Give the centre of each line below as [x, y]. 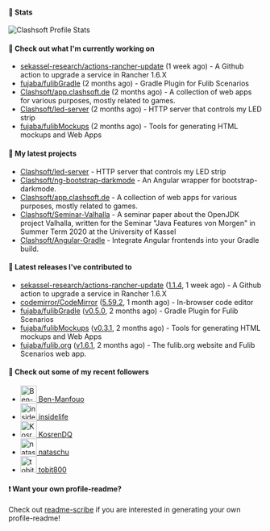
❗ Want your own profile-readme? [65, 488]
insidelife [53, 417]
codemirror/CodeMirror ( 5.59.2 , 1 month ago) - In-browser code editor [137, 302]
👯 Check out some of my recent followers [79, 372]
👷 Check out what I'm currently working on [81, 48]
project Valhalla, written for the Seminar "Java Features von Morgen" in [138, 223]
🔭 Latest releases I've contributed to [70, 267]
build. [29, 249]
